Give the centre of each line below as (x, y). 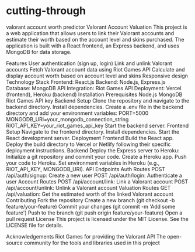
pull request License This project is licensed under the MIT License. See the (97, 219)
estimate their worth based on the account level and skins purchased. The (95, 39)
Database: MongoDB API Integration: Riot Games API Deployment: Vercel (94, 88)
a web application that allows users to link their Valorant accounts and (90, 33)
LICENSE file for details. (35, 225)
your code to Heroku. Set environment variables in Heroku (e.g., (83, 163)
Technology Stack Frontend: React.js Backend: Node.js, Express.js (86, 82)
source (15, 243)
